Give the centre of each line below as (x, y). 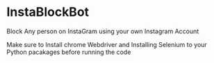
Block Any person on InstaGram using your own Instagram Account (103, 31)
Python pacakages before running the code (69, 52)
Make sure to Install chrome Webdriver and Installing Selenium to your (107, 44)
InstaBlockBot (48, 12)
